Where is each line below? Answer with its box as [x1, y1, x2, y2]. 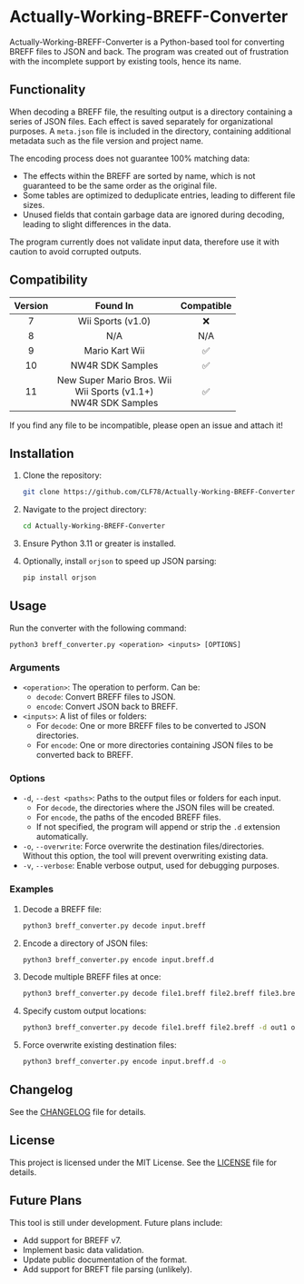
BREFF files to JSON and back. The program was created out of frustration [9, 45, 289, 56]
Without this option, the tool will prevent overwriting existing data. [22, 851, 269, 861]
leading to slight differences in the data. [22, 218, 172, 229]
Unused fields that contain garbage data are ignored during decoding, [22, 209, 285, 220]
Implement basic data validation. [22, 1244, 144, 1255]
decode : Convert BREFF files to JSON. [35, 692, 176, 702]
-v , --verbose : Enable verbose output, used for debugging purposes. [22, 861, 279, 871]
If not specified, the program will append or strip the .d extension [35, 821, 281, 832]
